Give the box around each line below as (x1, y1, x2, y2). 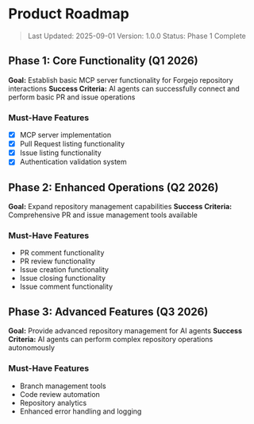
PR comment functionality (19, 248, 105, 258)
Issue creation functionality (19, 265, 110, 274)
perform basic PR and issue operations (8, 92, 136, 102)
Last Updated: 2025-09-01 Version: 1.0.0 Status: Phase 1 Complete (27, 31, 246, 41)
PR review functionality (19, 256, 95, 266)
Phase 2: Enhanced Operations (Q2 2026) (8, 181, 219, 194)
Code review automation (19, 389, 101, 399)
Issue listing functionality (19, 148, 102, 158)
